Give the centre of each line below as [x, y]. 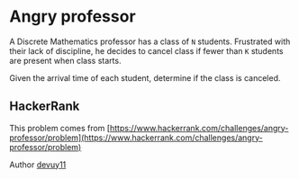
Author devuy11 [38, 165]
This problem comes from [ [60, 128]
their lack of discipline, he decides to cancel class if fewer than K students [146, 50]
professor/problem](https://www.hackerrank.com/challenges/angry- [136, 138]
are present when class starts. [65, 60]
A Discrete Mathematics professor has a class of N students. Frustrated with [150, 41]
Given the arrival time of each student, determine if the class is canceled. [145, 77]
